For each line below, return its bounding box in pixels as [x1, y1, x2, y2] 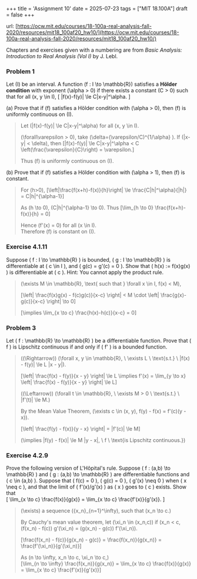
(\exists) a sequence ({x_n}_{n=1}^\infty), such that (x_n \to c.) [20, 507, 172, 514]
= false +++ [6, 11, 35, 18]
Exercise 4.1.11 [6, 243, 48, 251]
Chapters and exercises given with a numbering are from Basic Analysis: [6, 46, 182, 53]
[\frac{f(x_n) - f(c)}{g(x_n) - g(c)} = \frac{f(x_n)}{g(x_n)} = [20, 536, 162, 543]
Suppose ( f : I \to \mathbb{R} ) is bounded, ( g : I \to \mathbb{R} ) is [6, 256, 171, 263]
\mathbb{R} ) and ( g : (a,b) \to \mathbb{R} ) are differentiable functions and [6, 471, 190, 478]
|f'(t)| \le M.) [20, 396, 51, 403]
